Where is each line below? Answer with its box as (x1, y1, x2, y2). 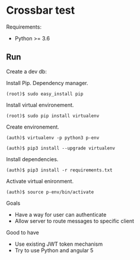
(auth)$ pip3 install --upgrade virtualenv (6, 145, 116, 151)
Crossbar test (6, 4, 75, 17)
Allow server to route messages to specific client (14, 217, 135, 224)
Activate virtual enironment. (6, 177, 74, 184)
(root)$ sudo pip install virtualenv (6, 112, 100, 119)
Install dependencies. (6, 155, 59, 162)
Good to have (6, 228, 40, 236)
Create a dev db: (6, 68, 47, 75)
